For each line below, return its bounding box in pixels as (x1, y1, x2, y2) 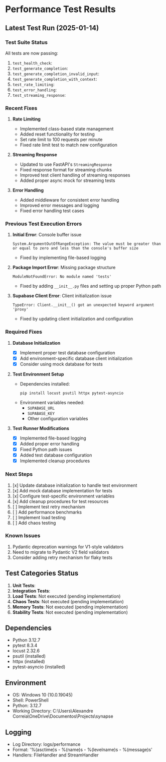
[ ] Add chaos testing (12, 520, 56, 526)
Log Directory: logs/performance (12, 741, 81, 747)
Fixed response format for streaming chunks (20, 167, 112, 173)
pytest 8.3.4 (12, 643, 38, 649)
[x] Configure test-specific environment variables (12, 493, 115, 499)
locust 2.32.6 (12, 648, 40, 654)
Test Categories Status (5, 569, 79, 578)
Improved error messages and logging (20, 203, 99, 209)
